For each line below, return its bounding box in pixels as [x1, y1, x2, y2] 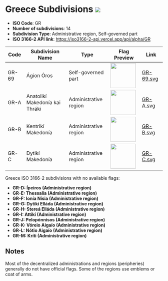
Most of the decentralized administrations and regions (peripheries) [5, 260, 145, 266]
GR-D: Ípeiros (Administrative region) [12, 184, 91, 191]
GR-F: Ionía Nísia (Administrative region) [12, 195, 98, 201]
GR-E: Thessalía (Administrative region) [12, 190, 97, 196]
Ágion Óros [26, 72, 53, 79]
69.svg [141, 75, 158, 82]
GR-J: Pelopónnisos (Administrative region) [12, 216, 105, 222]
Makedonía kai [26, 99, 61, 106]
